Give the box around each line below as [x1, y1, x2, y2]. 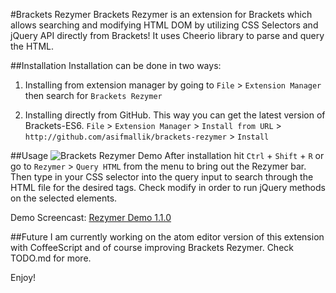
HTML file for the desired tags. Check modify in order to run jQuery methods [10, 182, 326, 193]
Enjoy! [10, 272, 37, 283]
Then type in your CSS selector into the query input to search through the [10, 171, 314, 183]
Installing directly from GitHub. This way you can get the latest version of [24, 109, 326, 121]
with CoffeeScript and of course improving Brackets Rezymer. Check [10, 242, 294, 253]
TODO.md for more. [10, 252, 92, 264]
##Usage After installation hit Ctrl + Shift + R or [10, 150, 325, 161]
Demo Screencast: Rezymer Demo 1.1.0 [10, 212, 172, 223]
